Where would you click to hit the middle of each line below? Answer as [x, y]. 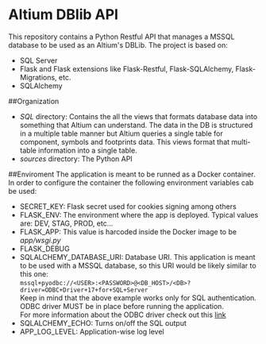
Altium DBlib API [64, 15]
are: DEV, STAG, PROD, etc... [66, 223]
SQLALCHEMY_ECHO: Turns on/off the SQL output [103, 323]
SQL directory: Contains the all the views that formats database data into [139, 116]
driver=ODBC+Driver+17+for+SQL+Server [84, 290]
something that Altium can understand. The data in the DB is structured [136, 125]
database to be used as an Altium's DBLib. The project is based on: [118, 44]
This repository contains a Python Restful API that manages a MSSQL [121, 37]
